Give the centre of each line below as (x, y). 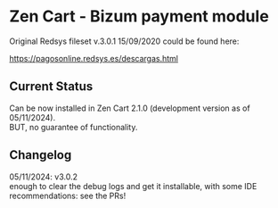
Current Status (51, 87)
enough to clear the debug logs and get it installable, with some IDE (133, 186)
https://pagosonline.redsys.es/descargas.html (94, 58)
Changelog (41, 155)
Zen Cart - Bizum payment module (139, 17)
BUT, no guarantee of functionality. (74, 127)
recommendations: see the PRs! (68, 196)
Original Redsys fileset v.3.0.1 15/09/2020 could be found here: (124, 41)
